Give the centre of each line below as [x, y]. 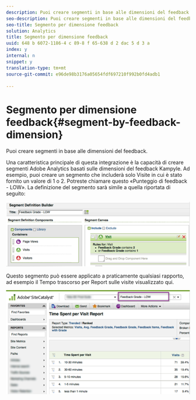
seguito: [16, 194]
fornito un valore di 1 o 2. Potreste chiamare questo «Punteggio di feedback [97, 181]
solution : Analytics [31, 31]
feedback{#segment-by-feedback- [93, 122]
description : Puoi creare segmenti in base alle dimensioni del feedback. [99, 12]
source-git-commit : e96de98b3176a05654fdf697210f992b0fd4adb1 [83, 74]
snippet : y [19, 61]
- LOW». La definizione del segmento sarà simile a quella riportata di [88, 187]
